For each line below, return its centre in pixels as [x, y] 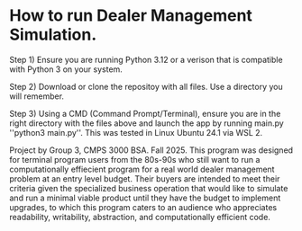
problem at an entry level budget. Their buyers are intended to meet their [145, 178]
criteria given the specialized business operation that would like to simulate [149, 188]
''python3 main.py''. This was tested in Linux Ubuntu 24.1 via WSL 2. [136, 132]
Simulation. [53, 35]
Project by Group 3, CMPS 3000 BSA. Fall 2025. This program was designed [151, 150]
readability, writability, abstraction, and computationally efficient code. [140, 217]
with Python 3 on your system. [66, 69]
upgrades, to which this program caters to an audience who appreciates [143, 207]
